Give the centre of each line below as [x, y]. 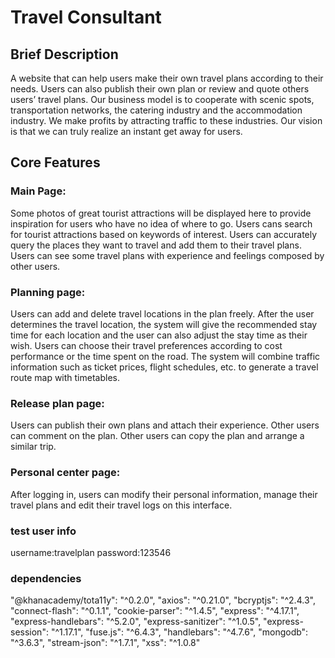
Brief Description [64, 54]
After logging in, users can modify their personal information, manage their [164, 494]
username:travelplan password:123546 [91, 552]
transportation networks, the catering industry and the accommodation [156, 110]
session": [29, 632]
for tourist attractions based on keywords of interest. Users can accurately [164, 234]
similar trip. [33, 447]
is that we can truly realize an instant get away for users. [126, 131]
